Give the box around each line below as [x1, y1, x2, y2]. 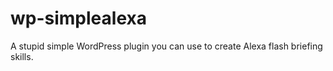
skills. [10, 50, 34, 62]
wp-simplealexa [10, 7, 147, 30]
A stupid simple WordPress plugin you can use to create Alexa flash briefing [10, 40, 323, 52]
